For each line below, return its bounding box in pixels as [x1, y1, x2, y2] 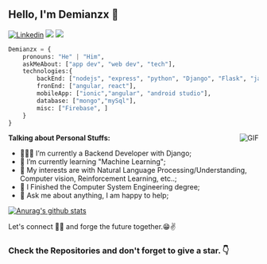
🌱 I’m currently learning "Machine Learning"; [19, 157, 166, 166]
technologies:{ [22, 67, 73, 75]
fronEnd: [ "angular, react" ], [37, 82, 137, 90]
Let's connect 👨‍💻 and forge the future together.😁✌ [8, 222, 176, 231]
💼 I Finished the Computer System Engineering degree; [19, 182, 200, 192]
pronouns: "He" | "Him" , [22, 52, 105, 60]
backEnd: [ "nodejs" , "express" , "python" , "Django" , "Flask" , [37, 75, 247, 83]
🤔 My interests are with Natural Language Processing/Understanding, [19, 166, 248, 175]
